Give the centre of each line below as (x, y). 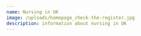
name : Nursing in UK (33, 12)
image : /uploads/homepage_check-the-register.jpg (71, 18)
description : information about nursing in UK (67, 23)
